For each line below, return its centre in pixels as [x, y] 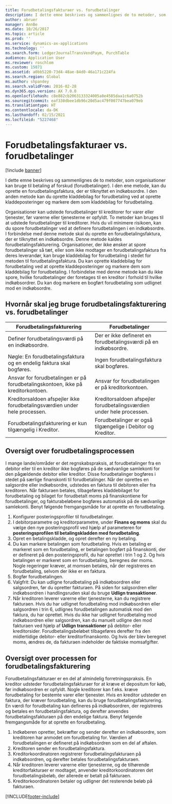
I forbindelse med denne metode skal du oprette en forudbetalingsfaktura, [83, 233]
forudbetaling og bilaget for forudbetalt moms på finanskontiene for [77, 496]
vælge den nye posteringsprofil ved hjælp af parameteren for [77, 528]
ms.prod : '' [18, 39]
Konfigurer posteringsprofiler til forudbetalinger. [63, 517]
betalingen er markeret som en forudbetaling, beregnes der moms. [83, 560]
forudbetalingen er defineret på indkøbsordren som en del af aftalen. [85, 743]
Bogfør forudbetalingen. [38, 577]
